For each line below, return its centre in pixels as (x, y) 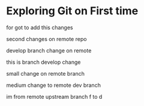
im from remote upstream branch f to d (54, 96)
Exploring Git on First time (72, 11)
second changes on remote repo (46, 39)
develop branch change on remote (49, 50)
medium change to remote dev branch (53, 85)
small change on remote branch (46, 73)
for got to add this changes (40, 27)
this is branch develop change (43, 62)
